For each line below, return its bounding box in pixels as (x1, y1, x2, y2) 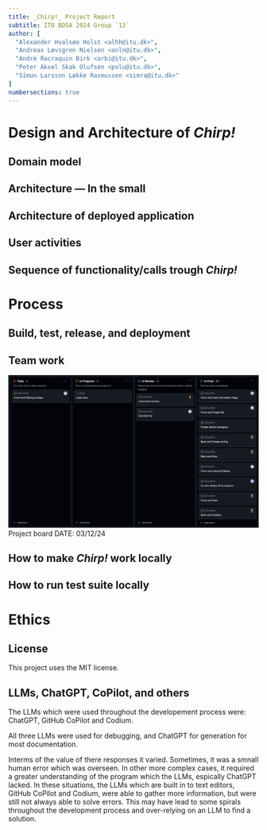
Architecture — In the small (8, 182, 146, 196)
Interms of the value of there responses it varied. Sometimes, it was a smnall (8, 755, 259, 765)
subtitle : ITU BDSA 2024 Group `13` (8, 21, 130, 29)
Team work (8, 354, 65, 367)
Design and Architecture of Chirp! (8, 123, 236, 142)
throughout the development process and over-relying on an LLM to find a (8, 805, 251, 815)
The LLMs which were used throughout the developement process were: (8, 708, 246, 717)
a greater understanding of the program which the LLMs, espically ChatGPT (8, 772, 257, 782)
